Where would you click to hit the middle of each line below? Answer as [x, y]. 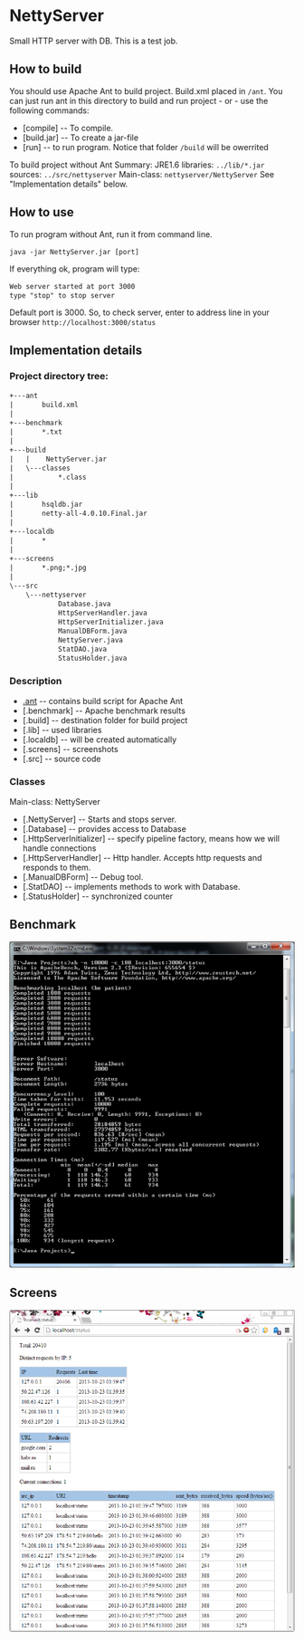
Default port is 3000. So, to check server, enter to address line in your [139, 312]
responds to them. [57, 867]
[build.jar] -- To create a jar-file [80, 138]
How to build [46, 69]
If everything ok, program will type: [75, 269]
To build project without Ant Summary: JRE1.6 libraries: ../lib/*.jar [137, 165]
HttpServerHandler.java [102, 613]
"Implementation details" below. [69, 184]
